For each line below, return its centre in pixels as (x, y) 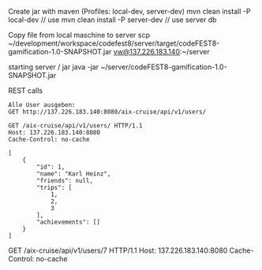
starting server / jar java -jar (54, 67)
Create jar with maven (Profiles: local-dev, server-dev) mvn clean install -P (129, 11)
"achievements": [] (69, 222)
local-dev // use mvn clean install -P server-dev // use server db (112, 20)
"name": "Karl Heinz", (74, 174)
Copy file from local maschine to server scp (79, 35)
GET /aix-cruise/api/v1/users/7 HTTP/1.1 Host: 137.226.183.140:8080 (118, 250)
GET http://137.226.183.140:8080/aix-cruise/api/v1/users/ (107, 112)
